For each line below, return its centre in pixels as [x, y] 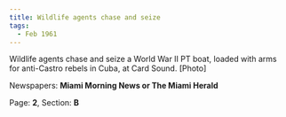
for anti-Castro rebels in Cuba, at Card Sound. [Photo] [108, 68]
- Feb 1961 [37, 34]
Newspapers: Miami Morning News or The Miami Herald [114, 86]
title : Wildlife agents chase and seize [85, 17]
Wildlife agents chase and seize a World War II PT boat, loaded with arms [143, 59]
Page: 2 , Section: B [44, 103]
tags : [19, 26]
